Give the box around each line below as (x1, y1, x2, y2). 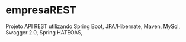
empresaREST (5, 3, 77, 17)
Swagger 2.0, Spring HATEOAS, (5, 29, 83, 36)
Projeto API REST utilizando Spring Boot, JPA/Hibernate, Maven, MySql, (5, 23, 181, 30)
